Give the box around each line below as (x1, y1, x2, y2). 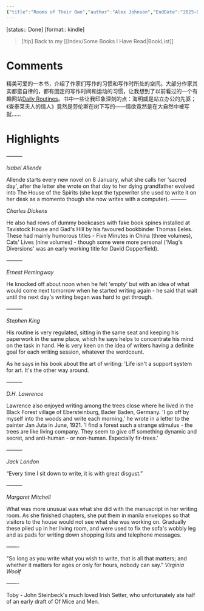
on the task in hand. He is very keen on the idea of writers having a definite (6, 341, 194, 349)
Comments (6, 59, 63, 73)
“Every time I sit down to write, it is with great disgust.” (6, 470, 143, 477)
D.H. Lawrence (6, 390, 44, 397)
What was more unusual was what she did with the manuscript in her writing (6, 505, 197, 512)
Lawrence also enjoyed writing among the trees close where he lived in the (6, 402, 194, 409)
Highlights (6, 132, 59, 146)
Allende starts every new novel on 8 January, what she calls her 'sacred (6, 176, 186, 183)
